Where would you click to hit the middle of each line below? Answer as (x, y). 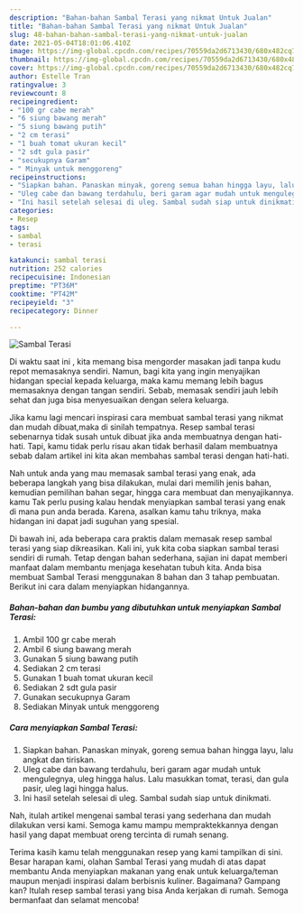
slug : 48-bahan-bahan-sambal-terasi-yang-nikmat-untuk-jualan (129, 34)
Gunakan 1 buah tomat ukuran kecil (87, 678)
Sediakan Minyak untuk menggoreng (91, 707)
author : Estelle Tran (50, 77)
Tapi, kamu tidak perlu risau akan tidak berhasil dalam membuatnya (152, 447)
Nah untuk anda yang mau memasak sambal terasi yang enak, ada (133, 474)
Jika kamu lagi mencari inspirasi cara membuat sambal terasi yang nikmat (147, 418)
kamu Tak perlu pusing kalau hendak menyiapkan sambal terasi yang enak (147, 503)
